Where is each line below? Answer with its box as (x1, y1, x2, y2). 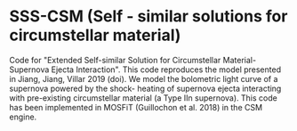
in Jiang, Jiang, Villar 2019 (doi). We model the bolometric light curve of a (9, 73, 278, 84)
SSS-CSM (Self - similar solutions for (9, 6, 288, 27)
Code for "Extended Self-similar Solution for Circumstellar (9, 54, 221, 65)
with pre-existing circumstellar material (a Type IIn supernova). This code (9, 92, 277, 103)
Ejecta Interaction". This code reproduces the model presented (51, 64, 282, 75)
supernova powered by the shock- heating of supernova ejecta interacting (9, 83, 282, 94)
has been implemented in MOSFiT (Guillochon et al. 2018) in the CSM (9, 102, 263, 112)
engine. (9, 111, 37, 122)
